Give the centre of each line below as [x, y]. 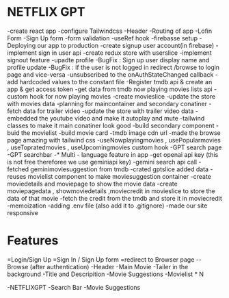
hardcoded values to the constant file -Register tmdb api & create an [116, 82]
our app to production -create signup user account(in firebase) [126, 45]
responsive [23, 212]
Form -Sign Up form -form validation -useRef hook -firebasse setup [103, 38]
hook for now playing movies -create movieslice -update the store [123, 96]
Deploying [22, 45]
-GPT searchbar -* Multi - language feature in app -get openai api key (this [113, 154]
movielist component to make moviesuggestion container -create [120, 176]
